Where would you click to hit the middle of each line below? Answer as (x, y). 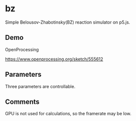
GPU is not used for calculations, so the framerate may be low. (68, 114)
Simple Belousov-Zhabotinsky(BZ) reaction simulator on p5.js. (68, 22)
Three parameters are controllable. (40, 86)
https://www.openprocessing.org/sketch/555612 (54, 59)
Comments (22, 102)
